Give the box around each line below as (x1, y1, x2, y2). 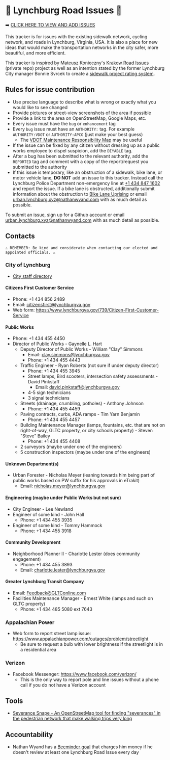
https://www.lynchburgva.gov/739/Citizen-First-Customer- (36, 307, 159, 313)
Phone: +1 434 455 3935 (20, 517, 73, 523)
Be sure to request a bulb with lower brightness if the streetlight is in (20, 641, 163, 647)
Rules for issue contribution (5, 85, 95, 94)
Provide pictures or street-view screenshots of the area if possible (12, 110, 151, 116)
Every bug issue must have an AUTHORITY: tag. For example (12, 126, 135, 132)
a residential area (20, 647, 57, 653)
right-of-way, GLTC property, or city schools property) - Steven (20, 428, 153, 434)
